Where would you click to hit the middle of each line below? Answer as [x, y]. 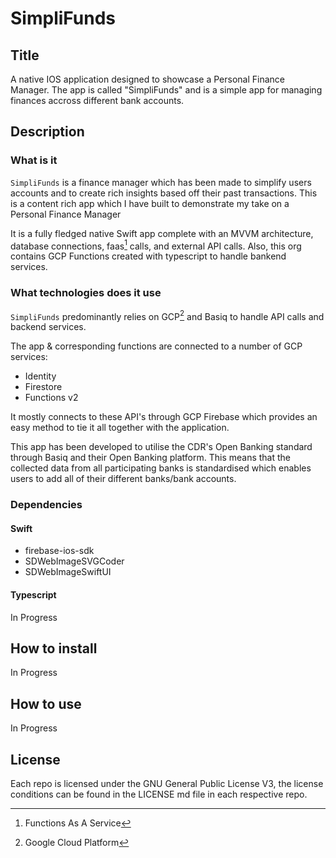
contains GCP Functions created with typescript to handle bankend [148, 256]
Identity [40, 376]
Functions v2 [51, 398]
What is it [34, 160]
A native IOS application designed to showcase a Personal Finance [148, 79]
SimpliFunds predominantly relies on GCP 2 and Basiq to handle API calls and [167, 315]
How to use [46, 703]
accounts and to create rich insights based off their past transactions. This [164, 193]
